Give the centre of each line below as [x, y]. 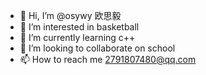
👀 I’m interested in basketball [79, 27]
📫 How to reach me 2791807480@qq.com [108, 59]
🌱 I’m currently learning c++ [77, 37]
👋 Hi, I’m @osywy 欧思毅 [70, 15]
